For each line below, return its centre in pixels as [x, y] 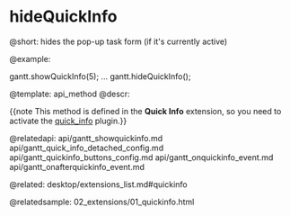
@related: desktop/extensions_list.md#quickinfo [98, 184]
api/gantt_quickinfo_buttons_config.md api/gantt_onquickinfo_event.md [141, 157]
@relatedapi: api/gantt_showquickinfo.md [86, 138]
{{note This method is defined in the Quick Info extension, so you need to [145, 111]
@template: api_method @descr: [70, 94]
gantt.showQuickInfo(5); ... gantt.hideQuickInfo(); [100, 76]
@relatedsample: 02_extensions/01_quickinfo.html [102, 202]
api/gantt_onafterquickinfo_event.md [77, 166]
